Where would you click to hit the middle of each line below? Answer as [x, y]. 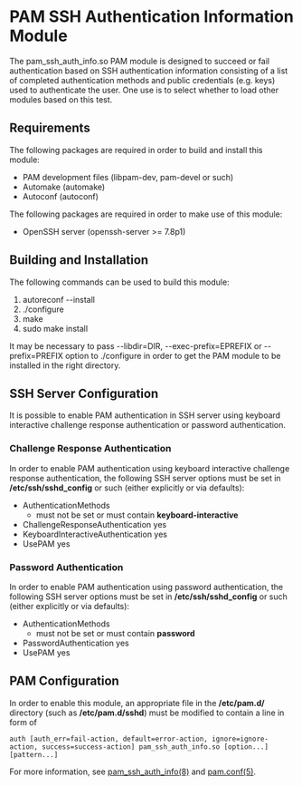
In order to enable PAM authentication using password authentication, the [146, 587]
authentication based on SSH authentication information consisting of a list [149, 71]
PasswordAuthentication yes [75, 643]
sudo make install [55, 328]
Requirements [50, 128]
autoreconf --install [58, 299]
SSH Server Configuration [84, 393]
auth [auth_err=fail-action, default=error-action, [109, 739]
